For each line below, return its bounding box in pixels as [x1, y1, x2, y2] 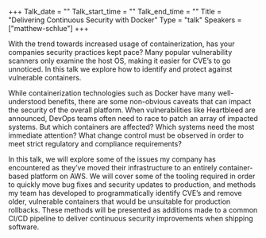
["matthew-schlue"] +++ [8, 24, 89, 33]
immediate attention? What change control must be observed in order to [8, 131, 245, 140]
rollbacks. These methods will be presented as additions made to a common [8, 205, 258, 214]
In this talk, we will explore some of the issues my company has [8, 154, 217, 164]
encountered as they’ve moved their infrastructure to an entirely [8, 163, 218, 172]
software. [8, 222, 40, 232]
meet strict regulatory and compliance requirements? [8, 139, 183, 148]
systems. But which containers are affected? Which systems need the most [8, 123, 255, 131]
